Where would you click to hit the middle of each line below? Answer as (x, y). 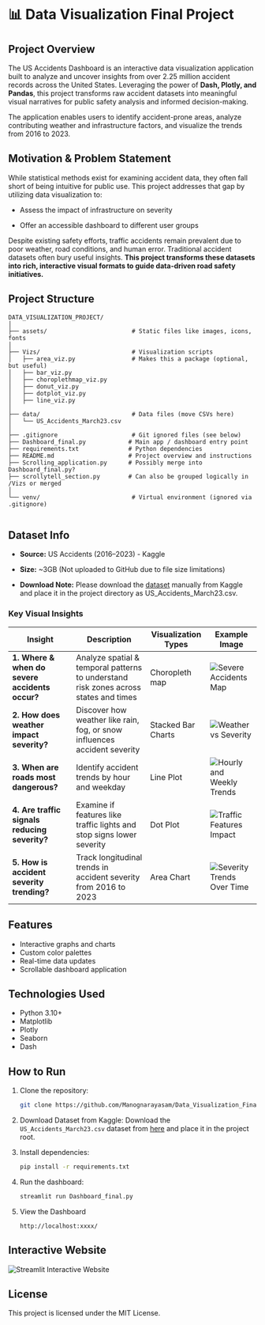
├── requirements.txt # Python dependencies (105, 449)
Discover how (102, 710)
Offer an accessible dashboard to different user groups (109, 225)
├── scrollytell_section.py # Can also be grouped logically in (128, 476)
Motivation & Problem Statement (90, 159)
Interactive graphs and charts (67, 944)
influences (95, 740)
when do (29, 667)
